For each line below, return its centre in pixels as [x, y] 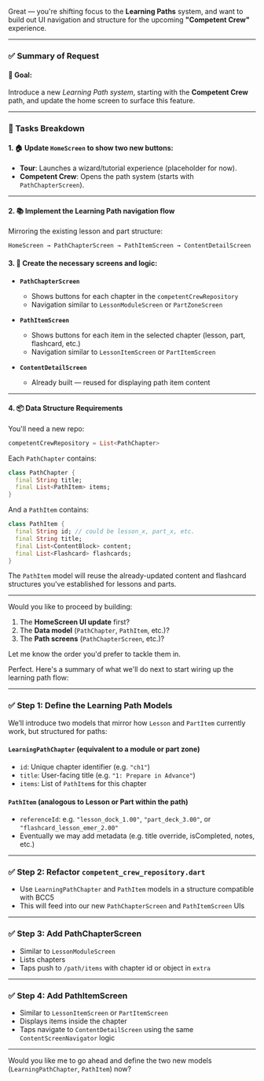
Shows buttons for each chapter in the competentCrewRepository [135, 296]
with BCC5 [37, 897]
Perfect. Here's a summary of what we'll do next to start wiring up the [121, 669]
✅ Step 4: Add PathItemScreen [68, 995]
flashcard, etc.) [56, 343]
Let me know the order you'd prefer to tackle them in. [94, 654]
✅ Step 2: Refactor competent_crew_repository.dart [107, 872]
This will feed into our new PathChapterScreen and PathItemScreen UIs [132, 906]
